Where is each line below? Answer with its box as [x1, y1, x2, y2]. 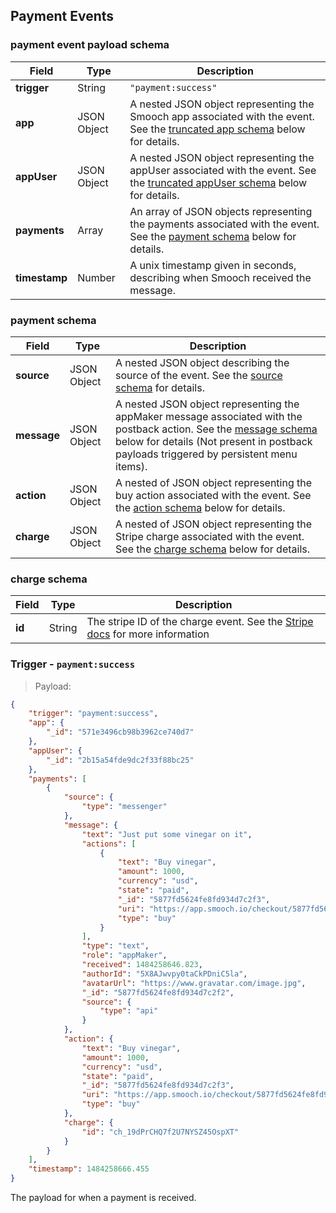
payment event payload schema [10, 38, 170, 52]
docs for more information [86, 627, 210, 641]
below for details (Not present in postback [115, 434, 313, 448]
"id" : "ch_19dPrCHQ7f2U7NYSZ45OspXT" [81, 1127, 240, 1137]
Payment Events [10, 8, 115, 25]
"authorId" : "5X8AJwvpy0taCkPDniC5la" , [81, 969, 248, 979]
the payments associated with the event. [129, 217, 320, 231]
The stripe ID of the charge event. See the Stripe [86, 615, 314, 629]
